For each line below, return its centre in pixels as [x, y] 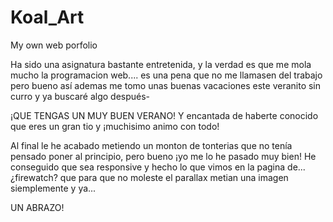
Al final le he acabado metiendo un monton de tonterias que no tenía [151, 145]
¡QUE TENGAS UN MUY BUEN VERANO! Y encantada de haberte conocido [164, 115]
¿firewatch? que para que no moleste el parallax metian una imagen [149, 177]
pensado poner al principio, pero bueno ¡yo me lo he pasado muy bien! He [163, 156]
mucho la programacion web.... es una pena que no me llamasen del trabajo [166, 75]
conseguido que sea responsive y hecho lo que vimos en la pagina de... [158, 167]
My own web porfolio [54, 45]
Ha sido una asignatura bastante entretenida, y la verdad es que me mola [161, 64]
